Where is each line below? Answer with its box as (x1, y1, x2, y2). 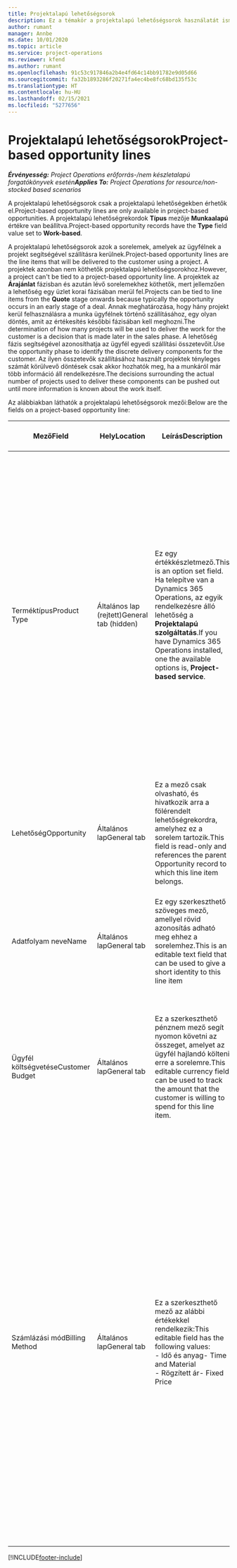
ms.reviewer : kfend (8, 56, 65, 63)
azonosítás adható (154, 923, 216, 933)
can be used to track (154, 1075, 223, 1085)
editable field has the (154, 1332, 224, 1342)
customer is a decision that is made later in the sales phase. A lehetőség (8, 332, 217, 340)
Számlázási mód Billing (11, 1332, 87, 1342)
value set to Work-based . (8, 229, 83, 237)
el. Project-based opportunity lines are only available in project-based (8, 206, 209, 215)
